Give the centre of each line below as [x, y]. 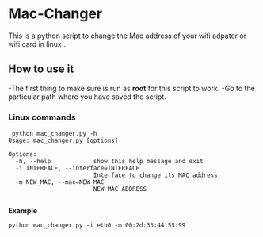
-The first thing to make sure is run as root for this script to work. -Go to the [131, 88]
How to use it [41, 69]
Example [23, 211]
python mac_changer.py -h [54, 134]
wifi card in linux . [37, 44]
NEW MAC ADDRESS [120, 189]
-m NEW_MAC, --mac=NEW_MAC [60, 182]
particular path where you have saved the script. [87, 97]
